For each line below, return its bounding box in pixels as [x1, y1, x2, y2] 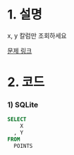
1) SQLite [7, 100, 39, 110]
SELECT [7, 116, 27, 123]
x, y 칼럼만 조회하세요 [7, 31, 67, 40]
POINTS [13, 142, 33, 149]
